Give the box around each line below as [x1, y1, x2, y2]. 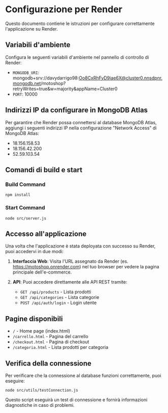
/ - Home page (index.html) [12, 328, 71, 334]
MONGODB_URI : [12, 69, 40, 75]
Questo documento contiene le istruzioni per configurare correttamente [5, 20, 155, 26]
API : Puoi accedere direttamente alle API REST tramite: [12, 279, 127, 285]
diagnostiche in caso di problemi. [5, 402, 75, 408]
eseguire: [5, 378, 25, 384]
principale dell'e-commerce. [12, 269, 72, 276]
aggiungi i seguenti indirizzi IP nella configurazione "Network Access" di [5, 125, 157, 131]
